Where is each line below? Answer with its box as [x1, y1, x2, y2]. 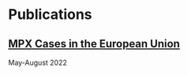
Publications [8, 6, 92, 24]
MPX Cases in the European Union [8, 37, 180, 51]
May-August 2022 [8, 58, 67, 67]
